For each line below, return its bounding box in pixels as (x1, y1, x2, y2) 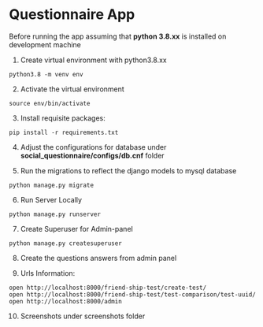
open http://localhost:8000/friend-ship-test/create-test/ (9, 284, 207, 292)
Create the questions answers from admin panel (20, 253, 177, 262)
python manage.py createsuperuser (9, 239, 123, 247)
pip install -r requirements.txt (9, 128, 119, 136)
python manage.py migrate (9, 181, 94, 189)
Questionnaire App (9, 6, 135, 24)
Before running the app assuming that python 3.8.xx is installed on (9, 32, 227, 41)
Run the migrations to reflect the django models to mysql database (20, 165, 237, 175)
